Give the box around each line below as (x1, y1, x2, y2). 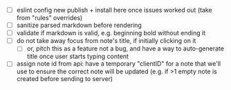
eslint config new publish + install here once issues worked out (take (16, 6, 212, 14)
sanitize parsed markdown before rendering (16, 21, 142, 30)
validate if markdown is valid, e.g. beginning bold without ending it (16, 29, 205, 37)
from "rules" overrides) (16, 14, 83, 22)
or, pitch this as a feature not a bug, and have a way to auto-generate (26, 44, 224, 53)
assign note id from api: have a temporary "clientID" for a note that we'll (16, 60, 221, 68)
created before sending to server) (16, 75, 113, 83)
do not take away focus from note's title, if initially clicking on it (16, 37, 196, 45)
